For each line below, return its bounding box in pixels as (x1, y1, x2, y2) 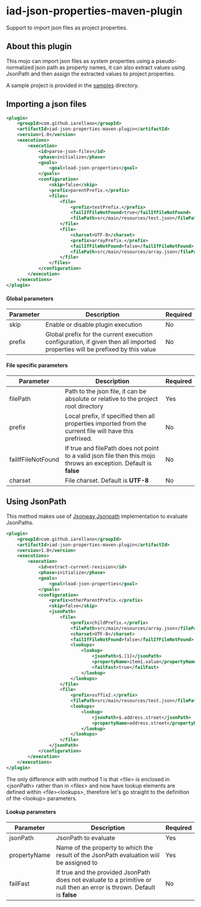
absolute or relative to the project (65, 394, 159, 403)
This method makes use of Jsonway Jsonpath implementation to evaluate (6, 513, 188, 520)
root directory (65, 402, 103, 411)
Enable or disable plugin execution (45, 320, 142, 329)
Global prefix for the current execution (45, 330, 153, 338)
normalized (6, 64, 34, 71)
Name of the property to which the (56, 843, 154, 852)
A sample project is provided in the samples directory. (6, 82, 139, 89)
